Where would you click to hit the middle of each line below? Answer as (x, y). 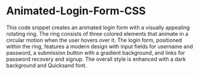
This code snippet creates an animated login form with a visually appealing (98, 27)
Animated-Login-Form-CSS (76, 11)
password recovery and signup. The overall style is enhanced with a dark (96, 59)
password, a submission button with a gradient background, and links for (96, 52)
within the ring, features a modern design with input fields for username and (99, 46)
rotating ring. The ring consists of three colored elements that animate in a (97, 33)
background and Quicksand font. (46, 65)
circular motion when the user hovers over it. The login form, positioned (94, 40)
